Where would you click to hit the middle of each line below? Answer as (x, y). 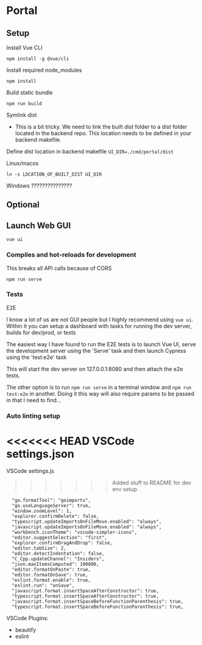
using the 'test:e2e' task (37, 357)
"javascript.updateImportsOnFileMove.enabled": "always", (87, 527)
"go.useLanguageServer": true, (51, 506)
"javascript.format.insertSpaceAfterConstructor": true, (85, 591)
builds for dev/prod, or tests (41, 332)
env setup (125, 489)
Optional (23, 205)
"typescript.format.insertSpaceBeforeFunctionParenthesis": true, (98, 607)
